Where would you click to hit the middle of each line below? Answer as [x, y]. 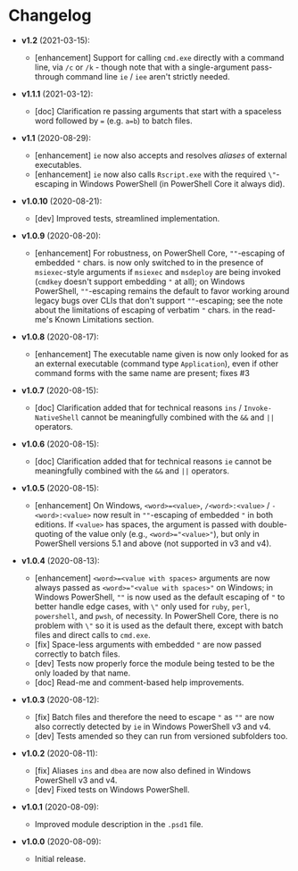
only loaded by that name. [83, 673]
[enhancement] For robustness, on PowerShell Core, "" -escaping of [160, 253]
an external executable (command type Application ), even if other [156, 364]
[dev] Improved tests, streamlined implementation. [127, 218]
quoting [49, 533]
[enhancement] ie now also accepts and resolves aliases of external [161, 155]
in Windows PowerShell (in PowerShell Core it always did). [178, 183]
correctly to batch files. [78, 654]
